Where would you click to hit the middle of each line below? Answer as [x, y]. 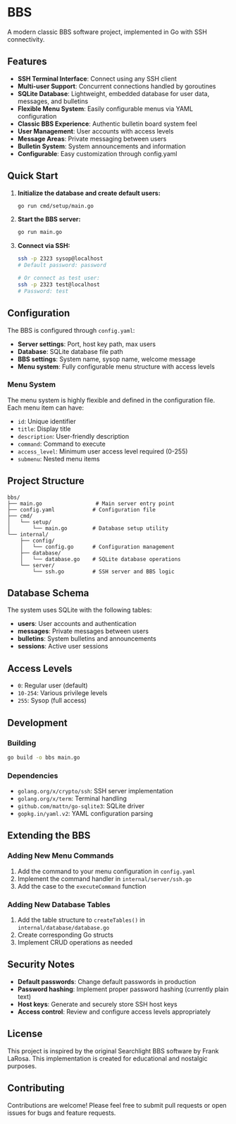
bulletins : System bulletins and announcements [87, 639]
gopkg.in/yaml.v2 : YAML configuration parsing [85, 814]
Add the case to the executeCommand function [82, 886]
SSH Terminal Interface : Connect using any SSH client [97, 78]
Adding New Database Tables [59, 904]
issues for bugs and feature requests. [62, 1113]
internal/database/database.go [63, 928]
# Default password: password [62, 266]
